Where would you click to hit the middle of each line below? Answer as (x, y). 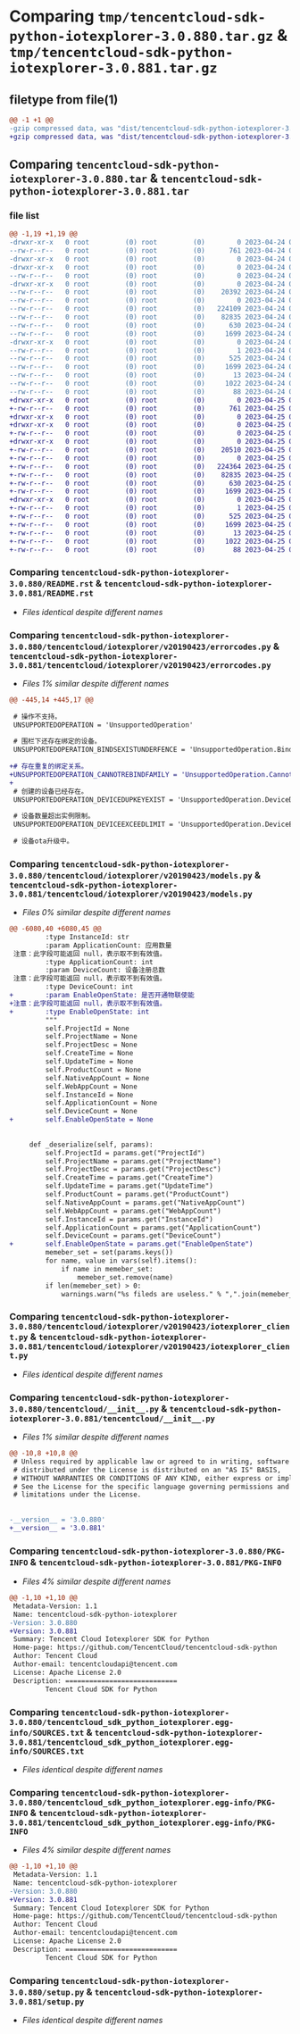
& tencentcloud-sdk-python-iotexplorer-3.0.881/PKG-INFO (156, 1562)
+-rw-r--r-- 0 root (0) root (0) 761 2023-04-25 (147, 408)
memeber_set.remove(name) (125, 1277)
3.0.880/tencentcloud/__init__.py (84, 1409)
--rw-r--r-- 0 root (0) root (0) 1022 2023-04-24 (147, 384)
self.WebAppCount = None (92, 1087)
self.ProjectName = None (92, 1037)
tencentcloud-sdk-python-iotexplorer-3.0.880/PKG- (173, 1551)
